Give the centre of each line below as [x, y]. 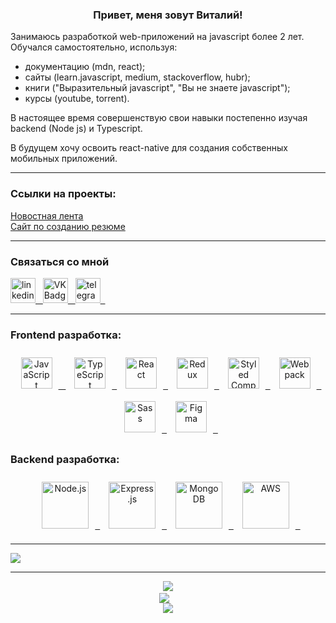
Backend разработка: [65, 460]
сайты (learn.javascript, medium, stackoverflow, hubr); [137, 77]
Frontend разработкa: [66, 335]
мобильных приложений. [64, 159]
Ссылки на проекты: [63, 194]
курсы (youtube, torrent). [77, 99]
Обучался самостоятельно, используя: [94, 47]
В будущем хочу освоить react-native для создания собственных [149, 148]
